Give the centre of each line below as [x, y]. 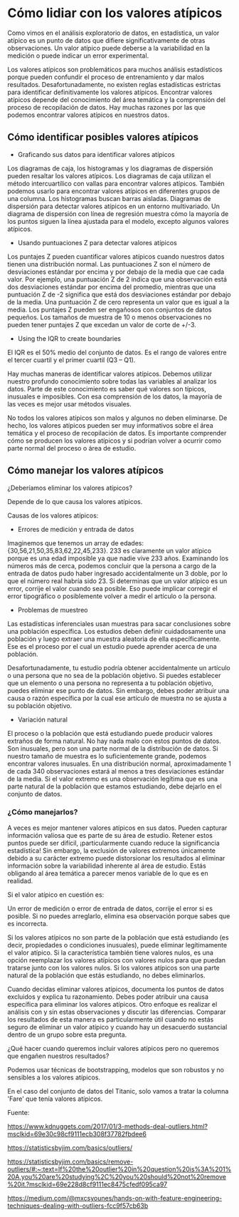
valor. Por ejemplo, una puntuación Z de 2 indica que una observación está [117, 279]
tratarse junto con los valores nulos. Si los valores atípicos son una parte [113, 967]
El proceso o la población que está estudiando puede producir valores [110, 733]
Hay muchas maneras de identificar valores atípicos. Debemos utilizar [110, 374]
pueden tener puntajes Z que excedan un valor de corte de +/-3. [102, 324]
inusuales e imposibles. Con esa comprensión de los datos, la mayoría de [115, 396]
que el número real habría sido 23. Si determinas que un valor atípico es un [117, 581]
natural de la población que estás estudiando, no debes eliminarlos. [106, 975]
